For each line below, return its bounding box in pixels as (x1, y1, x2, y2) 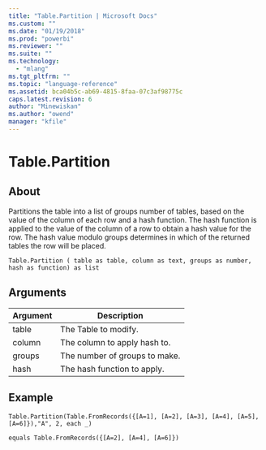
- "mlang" (15, 65, 49, 73)
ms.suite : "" (8, 50, 53, 58)
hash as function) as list (8, 263, 100, 272)
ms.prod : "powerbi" (8, 34, 75, 43)
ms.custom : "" (8, 19, 57, 28)
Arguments (8, 286, 67, 300)
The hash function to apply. (60, 363, 165, 374)
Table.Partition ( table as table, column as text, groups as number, (8, 257, 252, 265)
